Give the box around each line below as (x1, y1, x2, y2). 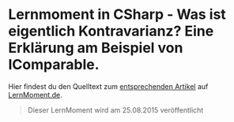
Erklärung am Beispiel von (8, 39, 183, 57)
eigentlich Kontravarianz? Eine (8, 22, 214, 40)
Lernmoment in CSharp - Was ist (8, 6, 227, 24)
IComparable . (8, 56, 100, 74)
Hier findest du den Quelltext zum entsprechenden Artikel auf (8, 81, 209, 91)
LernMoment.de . (8, 90, 62, 99)
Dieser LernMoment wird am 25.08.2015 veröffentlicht (27, 105, 204, 115)
